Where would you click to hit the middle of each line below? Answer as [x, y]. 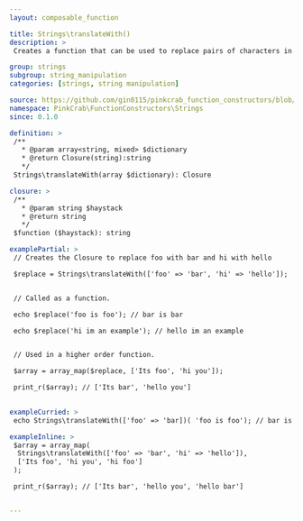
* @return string [54, 216]
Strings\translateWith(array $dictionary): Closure [112, 175]
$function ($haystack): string [72, 233]
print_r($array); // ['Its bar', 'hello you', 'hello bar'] [129, 487]
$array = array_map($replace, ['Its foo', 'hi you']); [118, 371]
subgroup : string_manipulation [68, 76]
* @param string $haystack [72, 208]
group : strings [38, 67]
